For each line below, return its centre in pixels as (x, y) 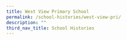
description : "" (26, 22)
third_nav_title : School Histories (50, 28)
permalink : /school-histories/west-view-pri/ (63, 17)
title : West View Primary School (48, 11)
